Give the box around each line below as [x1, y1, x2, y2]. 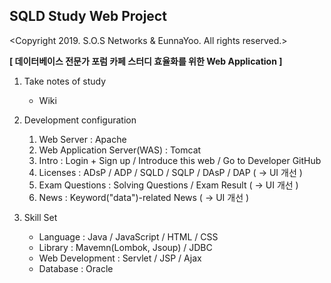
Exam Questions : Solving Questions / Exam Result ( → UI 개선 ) [38, 179, 299, 191]
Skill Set [23, 211, 58, 223]
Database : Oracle [38, 262, 114, 274]
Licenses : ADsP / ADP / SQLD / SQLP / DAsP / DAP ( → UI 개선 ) [38, 166, 303, 178]
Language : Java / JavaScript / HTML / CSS [38, 230, 219, 243]
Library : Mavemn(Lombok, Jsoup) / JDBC [38, 241, 213, 253]
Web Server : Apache [38, 133, 127, 145]
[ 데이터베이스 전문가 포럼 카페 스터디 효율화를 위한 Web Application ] [9, 55, 283, 67]
